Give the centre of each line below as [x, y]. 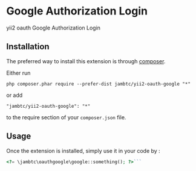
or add [15, 95]
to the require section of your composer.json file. [66, 117]
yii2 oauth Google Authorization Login [54, 28]
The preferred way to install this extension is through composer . [86, 61]
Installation [28, 47]
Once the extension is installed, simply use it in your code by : [83, 151]
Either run [18, 73]
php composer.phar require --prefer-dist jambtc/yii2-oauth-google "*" [98, 84]
